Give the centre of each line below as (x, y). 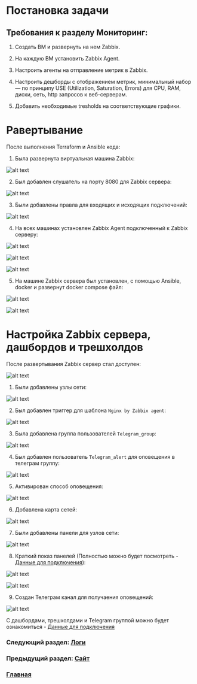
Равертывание (45, 130)
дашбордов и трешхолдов (75, 347)
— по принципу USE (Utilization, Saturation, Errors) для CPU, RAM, (98, 88)
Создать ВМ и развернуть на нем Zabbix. (67, 47)
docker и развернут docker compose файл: (69, 287)
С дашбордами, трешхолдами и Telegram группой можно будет (87, 620)
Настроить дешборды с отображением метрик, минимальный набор (103, 82)
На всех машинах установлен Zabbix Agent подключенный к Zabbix (101, 228)
